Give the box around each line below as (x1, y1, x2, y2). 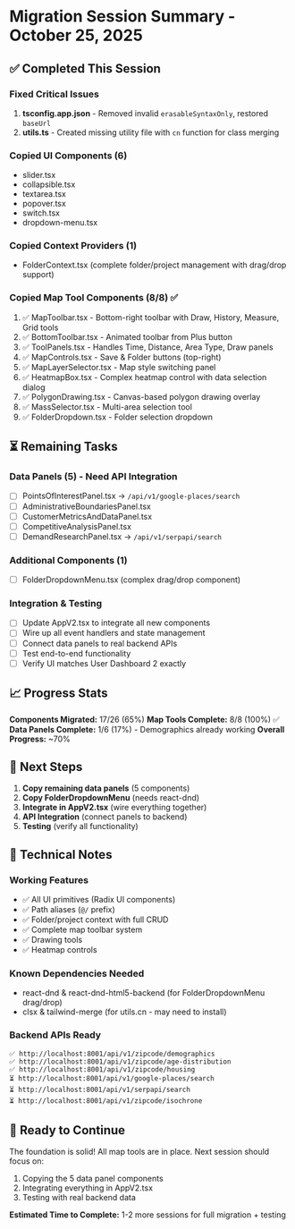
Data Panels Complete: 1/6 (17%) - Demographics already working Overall (9, 724, 285, 734)
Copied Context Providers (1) (9, 240, 137, 252)
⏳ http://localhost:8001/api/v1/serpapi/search (9, 1085, 190, 1094)
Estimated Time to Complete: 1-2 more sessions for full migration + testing (9, 1209, 286, 1220)
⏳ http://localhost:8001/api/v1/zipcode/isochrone (9, 1096, 203, 1106)
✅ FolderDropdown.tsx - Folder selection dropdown (21, 411, 213, 422)
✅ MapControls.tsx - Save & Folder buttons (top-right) (21, 352, 222, 362)
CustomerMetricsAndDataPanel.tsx (21, 511, 153, 521)
